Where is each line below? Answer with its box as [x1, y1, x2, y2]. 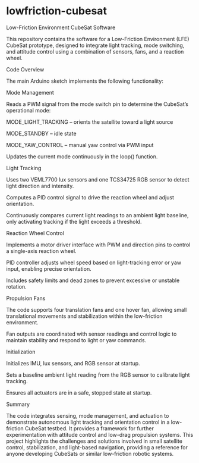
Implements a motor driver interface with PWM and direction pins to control [6, 241, 191, 248]
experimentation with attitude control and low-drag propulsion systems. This [6, 431, 194, 438]
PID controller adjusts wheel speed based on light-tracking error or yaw [6, 259, 182, 266]
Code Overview [6, 65, 45, 73]
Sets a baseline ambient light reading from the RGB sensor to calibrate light [6, 371, 190, 378]
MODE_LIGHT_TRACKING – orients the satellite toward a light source [6, 118, 173, 126]
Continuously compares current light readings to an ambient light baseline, [6, 211, 189, 218]
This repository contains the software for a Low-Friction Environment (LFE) [6, 35, 189, 42]
